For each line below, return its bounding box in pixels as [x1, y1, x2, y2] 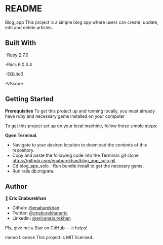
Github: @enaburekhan [12, 205, 60, 211]
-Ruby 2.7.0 [5, 52, 29, 58]
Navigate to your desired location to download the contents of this [12, 141, 147, 148]
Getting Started [5, 95, 54, 104]
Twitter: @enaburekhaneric [12, 210, 68, 216]
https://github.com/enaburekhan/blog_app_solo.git [12, 157, 116, 163]
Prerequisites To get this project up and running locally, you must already [5, 108, 155, 114]
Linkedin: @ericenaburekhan [12, 215, 71, 221]
